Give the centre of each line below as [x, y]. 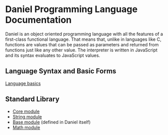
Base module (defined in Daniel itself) [51, 122]
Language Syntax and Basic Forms [61, 71]
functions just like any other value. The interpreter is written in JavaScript [81, 50]
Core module [26, 111]
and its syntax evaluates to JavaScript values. [53, 55]
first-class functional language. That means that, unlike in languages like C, [83, 39]
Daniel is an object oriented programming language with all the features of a [84, 34]
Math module [26, 127]
